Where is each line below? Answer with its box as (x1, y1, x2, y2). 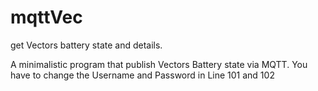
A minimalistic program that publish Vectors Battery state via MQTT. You (10, 58, 308, 70)
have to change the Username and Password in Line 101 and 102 (10, 69, 275, 81)
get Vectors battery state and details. (10, 39, 163, 51)
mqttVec (10, 6, 83, 29)
